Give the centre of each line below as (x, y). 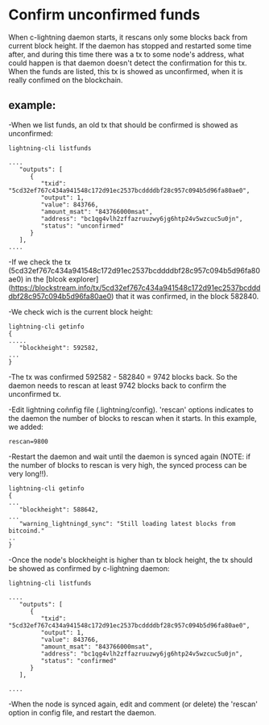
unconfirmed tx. (35, 394)
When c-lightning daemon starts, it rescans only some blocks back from (128, 37)
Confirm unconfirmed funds (104, 15)
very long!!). (28, 473)
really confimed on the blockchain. (66, 80)
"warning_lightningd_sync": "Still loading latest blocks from (127, 523)
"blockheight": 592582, (59, 348)
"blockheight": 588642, (59, 510)
